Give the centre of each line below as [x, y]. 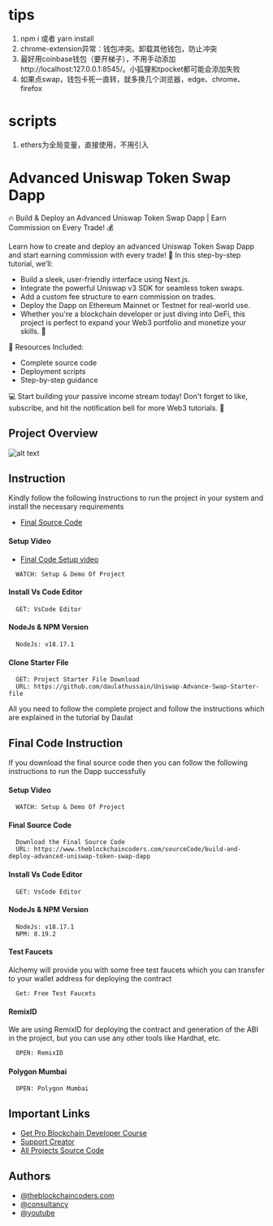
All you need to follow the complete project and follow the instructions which [136, 709]
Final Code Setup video [59, 559]
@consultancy [44, 1204]
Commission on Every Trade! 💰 [61, 227]
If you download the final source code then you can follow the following [128, 763]
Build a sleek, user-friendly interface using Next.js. [105, 279]
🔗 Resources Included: [46, 346]
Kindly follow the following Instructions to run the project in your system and [136, 498]
